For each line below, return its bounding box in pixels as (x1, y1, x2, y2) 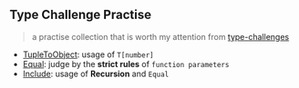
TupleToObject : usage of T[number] (22, 49, 154, 60)
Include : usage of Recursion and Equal (22, 68, 170, 79)
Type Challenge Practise (9, 7, 152, 23)
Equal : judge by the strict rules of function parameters (22, 58, 230, 69)
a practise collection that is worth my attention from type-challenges (31, 31, 290, 42)
